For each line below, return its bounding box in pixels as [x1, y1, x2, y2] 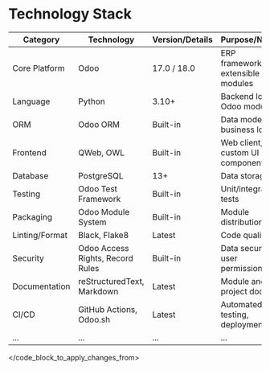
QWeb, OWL [78, 146, 125, 158]
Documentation [12, 281, 71, 292]
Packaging [12, 211, 53, 222]
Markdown [78, 286, 119, 297]
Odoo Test [78, 183, 118, 194]
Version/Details [152, 34, 213, 45]
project [220, 286, 247, 297]
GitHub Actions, [78, 303, 138, 314]
